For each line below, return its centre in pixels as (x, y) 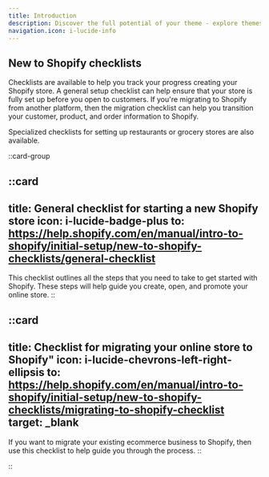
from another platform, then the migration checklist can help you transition (131, 108)
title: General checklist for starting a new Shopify (133, 208)
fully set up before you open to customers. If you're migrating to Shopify (127, 99)
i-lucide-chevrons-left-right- (158, 360)
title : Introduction (43, 16)
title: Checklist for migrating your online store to (131, 348)
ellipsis (27, 372)
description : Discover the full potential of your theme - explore (123, 23)
